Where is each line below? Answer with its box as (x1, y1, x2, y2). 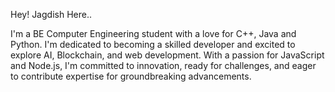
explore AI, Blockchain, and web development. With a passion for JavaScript (10, 49, 325, 61)
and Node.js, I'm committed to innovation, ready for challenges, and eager (10, 60, 317, 71)
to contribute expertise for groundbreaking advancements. (10, 70, 252, 82)
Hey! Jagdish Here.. (10, 9, 92, 20)
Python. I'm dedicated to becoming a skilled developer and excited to (10, 39, 296, 50)
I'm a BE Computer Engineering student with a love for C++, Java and (10, 28, 297, 39)
